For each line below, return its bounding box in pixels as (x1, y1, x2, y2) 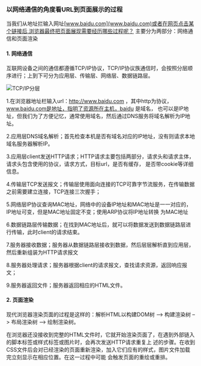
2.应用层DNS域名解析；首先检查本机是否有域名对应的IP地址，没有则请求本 (6, 132, 190, 140)
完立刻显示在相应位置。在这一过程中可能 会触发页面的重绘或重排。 (6, 353, 171, 361)
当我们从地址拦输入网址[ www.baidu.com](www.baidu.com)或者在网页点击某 (6, 20, 194, 28)
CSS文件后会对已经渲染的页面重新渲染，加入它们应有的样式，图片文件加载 (6, 346, 191, 353)
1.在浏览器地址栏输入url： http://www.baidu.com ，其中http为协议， (6, 97, 172, 104)
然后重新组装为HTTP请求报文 (6, 249, 79, 256)
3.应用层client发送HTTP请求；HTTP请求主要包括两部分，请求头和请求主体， (6, 153, 194, 160)
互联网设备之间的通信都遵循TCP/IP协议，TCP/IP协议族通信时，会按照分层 (6, 64, 188, 71)
